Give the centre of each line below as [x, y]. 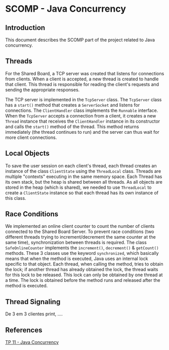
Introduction [25, 28]
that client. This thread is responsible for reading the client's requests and [82, 84]
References [24, 330]
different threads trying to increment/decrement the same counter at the [80, 237]
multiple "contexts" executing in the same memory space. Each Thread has [84, 177]
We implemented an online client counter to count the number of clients [80, 226]
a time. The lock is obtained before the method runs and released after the [83, 280]
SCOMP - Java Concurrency [66, 9]
